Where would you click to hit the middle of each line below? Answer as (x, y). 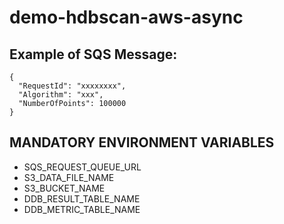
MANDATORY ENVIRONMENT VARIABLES (142, 142)
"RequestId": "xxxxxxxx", (72, 86)
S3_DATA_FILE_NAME (69, 177)
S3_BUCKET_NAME (64, 188)
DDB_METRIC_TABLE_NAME (82, 209)
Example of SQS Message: (93, 54)
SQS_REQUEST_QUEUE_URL (82, 167)
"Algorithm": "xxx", (61, 95)
